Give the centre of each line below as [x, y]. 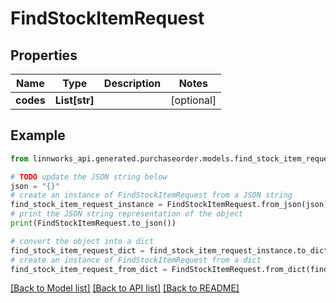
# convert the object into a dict [82, 241]
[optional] [193, 100]
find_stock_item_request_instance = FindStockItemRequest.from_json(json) [169, 205]
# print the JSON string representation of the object [127, 214]
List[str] [74, 100]
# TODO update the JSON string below [89, 177]
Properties [44, 55]
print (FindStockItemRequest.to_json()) [93, 223]
